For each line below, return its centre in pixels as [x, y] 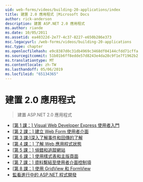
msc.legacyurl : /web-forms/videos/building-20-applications [69, 42]
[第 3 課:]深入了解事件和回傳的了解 [48, 137]
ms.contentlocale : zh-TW [31, 65]
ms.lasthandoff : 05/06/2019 [34, 70]
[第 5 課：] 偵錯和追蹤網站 [39, 150]
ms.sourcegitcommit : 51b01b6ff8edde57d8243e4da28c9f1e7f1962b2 [72, 56]
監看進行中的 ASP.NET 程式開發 [44, 175]
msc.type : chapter [24, 46]
